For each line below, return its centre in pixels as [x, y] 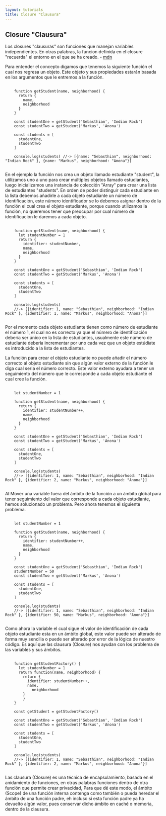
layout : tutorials [24, 10]
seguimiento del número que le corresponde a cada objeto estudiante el [79, 374]
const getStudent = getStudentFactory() [56, 712]
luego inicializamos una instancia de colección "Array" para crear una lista [81, 185]
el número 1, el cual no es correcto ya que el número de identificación [76, 332]
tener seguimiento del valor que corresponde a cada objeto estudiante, [78, 499]
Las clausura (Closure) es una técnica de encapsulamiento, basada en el [79, 777]
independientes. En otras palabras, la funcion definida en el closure [74, 52]
